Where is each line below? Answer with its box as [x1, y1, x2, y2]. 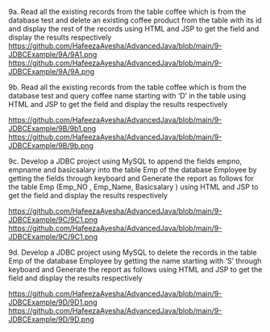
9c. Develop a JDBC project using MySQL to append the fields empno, [8, 156, 243, 166]
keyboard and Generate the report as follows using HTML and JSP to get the [8, 265, 263, 274]
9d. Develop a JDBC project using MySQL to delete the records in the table [8, 247, 257, 257]
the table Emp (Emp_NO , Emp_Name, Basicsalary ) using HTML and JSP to [8, 182, 259, 192]
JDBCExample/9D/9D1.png [8, 297, 98, 307]
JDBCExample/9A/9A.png [8, 67, 95, 76]
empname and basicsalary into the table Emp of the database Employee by [8, 165, 257, 174]
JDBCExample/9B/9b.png [8, 141, 94, 150]
